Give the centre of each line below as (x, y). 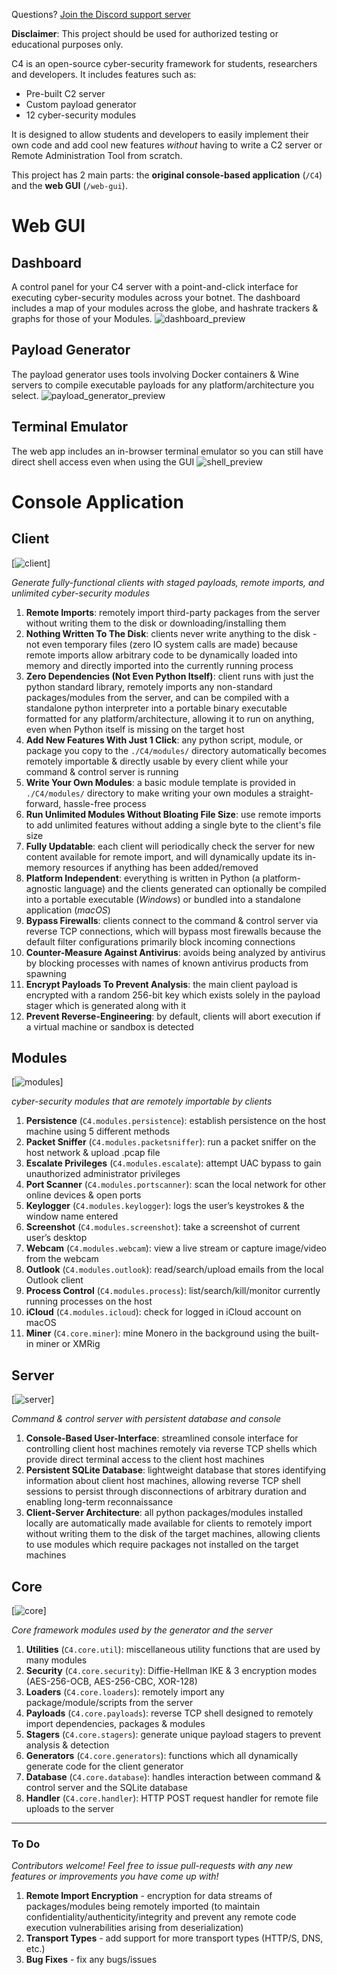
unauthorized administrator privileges (103, 1174)
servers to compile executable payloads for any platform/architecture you (163, 385)
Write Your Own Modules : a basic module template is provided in (160, 782)
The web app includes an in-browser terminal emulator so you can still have (167, 451)
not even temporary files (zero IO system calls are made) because (161, 644)
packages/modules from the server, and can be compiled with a (157, 697)
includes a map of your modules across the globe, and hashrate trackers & (165, 308)
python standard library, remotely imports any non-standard (149, 686)
